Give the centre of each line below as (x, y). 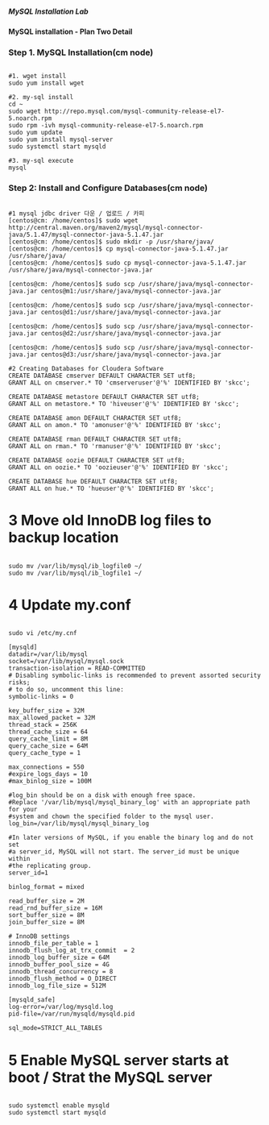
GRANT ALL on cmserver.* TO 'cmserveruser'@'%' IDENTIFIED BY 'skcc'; (129, 383)
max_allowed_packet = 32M (52, 718)
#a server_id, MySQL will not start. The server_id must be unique (124, 852)
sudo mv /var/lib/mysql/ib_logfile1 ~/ (75, 573)
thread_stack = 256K (43, 725)
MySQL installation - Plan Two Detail (70, 31)
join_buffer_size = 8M (46, 923)
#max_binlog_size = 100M (50, 782)
